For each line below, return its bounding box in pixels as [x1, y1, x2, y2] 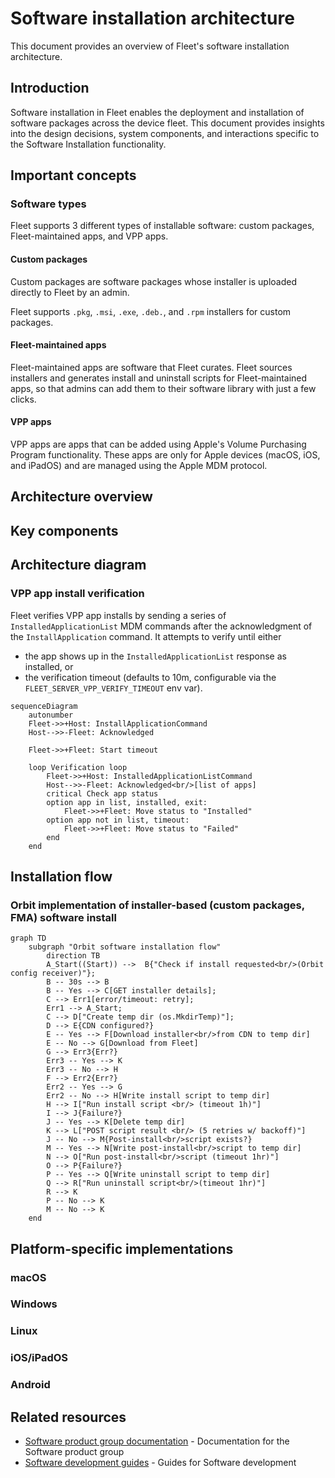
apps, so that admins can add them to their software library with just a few [10, 382, 317, 394]
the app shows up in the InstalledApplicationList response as [24, 650, 287, 662]
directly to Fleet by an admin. [10, 286, 130, 298]
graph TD [10, 933, 47, 944]
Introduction [10, 80, 90, 97]
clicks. [10, 393, 37, 405]
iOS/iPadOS [10, 1351, 69, 1365]
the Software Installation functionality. [10, 138, 167, 150]
